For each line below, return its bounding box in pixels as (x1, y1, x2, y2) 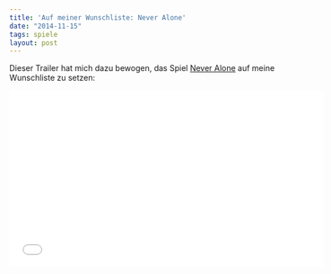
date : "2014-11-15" (9, 22, 83, 31)
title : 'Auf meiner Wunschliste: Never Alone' (9, 13, 187, 22)
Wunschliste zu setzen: (9, 73, 96, 84)
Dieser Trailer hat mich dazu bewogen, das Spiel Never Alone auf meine (9, 63, 275, 74)
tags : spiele (9, 30, 58, 39)
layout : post (9, 38, 58, 48)
